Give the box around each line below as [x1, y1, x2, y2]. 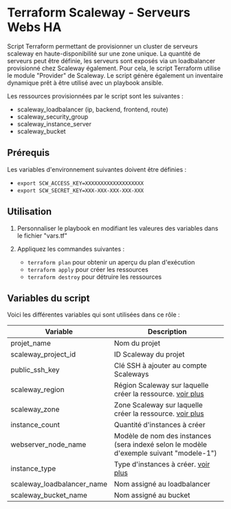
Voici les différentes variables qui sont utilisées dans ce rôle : [7, 310, 180, 319]
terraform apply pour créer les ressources [27, 265, 149, 273]
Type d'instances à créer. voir [113, 460, 210, 469]
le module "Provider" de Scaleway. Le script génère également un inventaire [7, 71, 223, 80]
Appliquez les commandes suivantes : [16, 245, 125, 253]
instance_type [10, 464, 56, 473]
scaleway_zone [10, 405, 60, 414]
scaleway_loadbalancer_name [10, 479, 108, 489]
